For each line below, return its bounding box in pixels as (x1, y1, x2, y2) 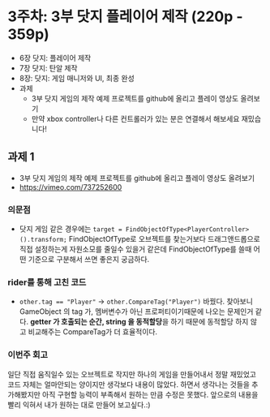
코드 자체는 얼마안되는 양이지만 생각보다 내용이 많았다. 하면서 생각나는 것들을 (7, 379, 251, 389)
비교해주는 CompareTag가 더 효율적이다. (28, 327, 158, 337)
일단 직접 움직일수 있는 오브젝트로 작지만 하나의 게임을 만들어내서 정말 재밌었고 (7, 369, 257, 379)
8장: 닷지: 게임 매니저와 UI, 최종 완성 (19, 73, 135, 83)
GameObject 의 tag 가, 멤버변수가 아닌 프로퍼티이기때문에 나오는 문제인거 (19, 307, 254, 316)
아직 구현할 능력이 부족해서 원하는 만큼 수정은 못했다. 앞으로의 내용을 (42, 389, 259, 399)
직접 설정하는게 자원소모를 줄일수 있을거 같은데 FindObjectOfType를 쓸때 (19, 244, 252, 254)
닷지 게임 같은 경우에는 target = (19, 224, 122, 234)
